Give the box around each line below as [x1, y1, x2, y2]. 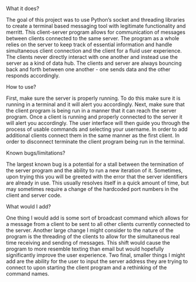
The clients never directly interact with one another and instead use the [6, 54, 178, 60]
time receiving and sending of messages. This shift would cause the [6, 239, 170, 246]
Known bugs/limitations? [6, 149, 66, 156]
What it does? [6, 5, 40, 12]
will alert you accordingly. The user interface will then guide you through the [6, 120, 190, 126]
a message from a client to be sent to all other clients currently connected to [6, 221, 190, 227]
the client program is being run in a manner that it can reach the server [6, 107, 177, 114]
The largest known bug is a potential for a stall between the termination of [6, 161, 184, 168]
